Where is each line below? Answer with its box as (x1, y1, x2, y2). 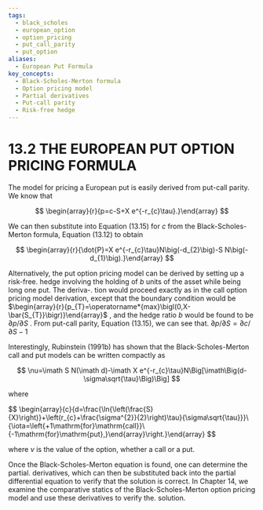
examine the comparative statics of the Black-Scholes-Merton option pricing (8, 484, 256, 494)
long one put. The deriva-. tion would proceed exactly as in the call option (8, 285, 247, 294)
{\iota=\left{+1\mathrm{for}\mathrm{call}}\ (8, 421, 145, 430)
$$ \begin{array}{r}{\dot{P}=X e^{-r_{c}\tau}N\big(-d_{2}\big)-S (15, 245, 224, 254)
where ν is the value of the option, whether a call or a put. (8, 444, 195, 454)
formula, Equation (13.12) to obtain (33, 229, 144, 239)
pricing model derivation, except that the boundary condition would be (8, 293, 236, 303)
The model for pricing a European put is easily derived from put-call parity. (8, 182, 250, 192)
